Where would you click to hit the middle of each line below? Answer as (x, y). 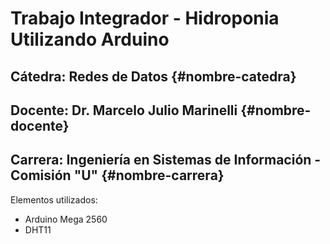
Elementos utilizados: (54, 199)
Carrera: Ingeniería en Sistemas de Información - (166, 160)
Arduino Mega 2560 (66, 219)
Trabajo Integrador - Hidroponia (145, 18)
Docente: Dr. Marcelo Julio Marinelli (124, 110)
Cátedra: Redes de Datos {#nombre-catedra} (153, 76)
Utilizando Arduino (90, 39)
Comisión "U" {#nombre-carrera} (117, 175)
